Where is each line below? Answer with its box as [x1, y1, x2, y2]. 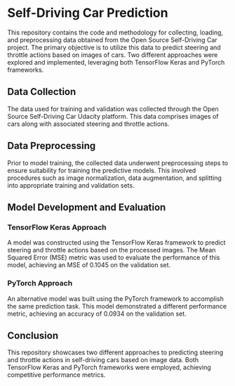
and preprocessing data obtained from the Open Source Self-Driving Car [7, 35, 217, 44]
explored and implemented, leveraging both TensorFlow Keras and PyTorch [7, 58, 225, 66]
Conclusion [7, 329, 59, 342]
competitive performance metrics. [7, 371, 106, 379]
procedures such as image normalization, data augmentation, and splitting [7, 174, 222, 182]
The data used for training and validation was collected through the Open [7, 104, 219, 113]
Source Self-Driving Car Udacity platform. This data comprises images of [7, 112, 219, 120]
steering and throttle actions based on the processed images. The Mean [7, 246, 216, 255]
